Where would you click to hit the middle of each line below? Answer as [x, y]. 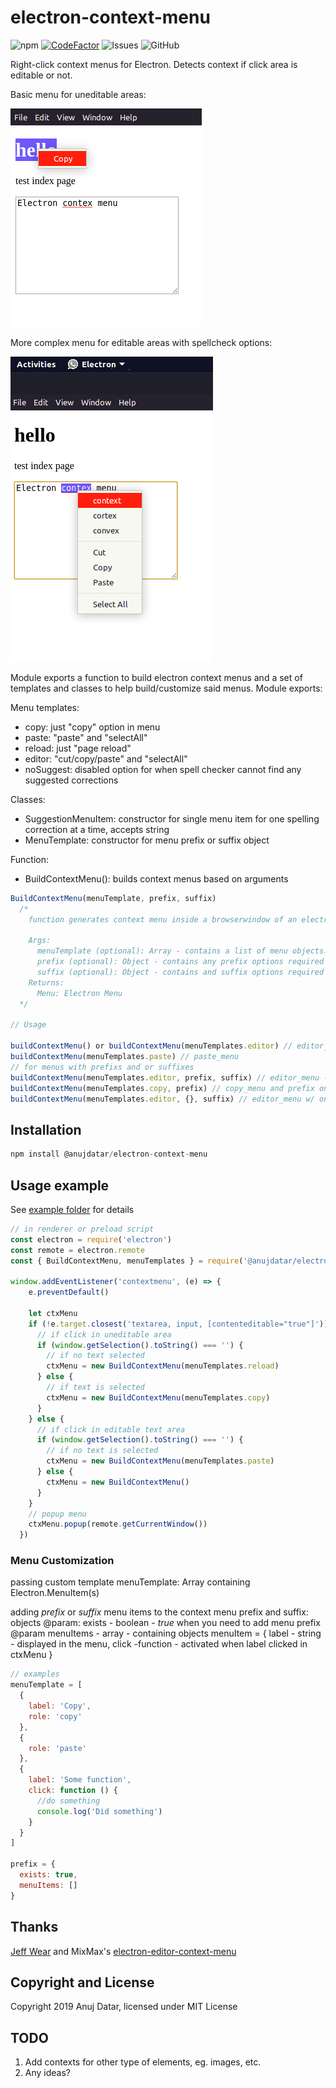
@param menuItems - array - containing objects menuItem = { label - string [166, 1633]
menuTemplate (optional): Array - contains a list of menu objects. [182, 951]
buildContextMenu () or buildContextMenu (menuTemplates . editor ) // [151, 1046]
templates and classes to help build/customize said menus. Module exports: [166, 688]
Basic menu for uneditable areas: [78, 94]
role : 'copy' [55, 1716]
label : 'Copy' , [60, 1706]
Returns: [46, 982]
